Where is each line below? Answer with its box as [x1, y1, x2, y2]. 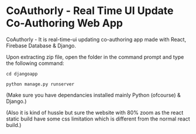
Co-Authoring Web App [6, 16, 123, 30]
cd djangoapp [6, 71, 38, 77]
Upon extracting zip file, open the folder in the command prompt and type [6, 53, 184, 60]
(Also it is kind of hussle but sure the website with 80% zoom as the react [6, 109, 184, 116]
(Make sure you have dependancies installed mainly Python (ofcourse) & [6, 91, 181, 98]
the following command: [6, 60, 64, 67]
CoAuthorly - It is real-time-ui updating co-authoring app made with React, [6, 36, 186, 43]
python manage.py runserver [6, 81, 75, 87]
